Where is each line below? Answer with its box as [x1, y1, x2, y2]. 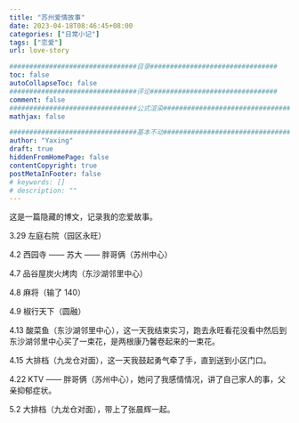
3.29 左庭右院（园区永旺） [9, 231, 107, 241]
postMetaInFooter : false [9, 169, 101, 178]
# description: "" [9, 186, 77, 195]
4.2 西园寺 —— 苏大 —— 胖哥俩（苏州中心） [9, 249, 173, 260]
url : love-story [9, 46, 69, 55]
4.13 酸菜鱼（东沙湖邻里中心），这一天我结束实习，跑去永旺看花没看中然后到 [9, 325, 287, 336]
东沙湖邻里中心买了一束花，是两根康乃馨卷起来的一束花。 [9, 336, 220, 347]
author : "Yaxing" [9, 136, 74, 145]
